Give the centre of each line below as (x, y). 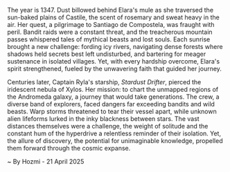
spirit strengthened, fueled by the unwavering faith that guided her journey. (114, 69)
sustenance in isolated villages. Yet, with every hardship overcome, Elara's (114, 61)
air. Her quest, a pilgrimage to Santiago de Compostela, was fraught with (111, 25)
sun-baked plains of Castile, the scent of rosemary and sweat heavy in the (113, 17)
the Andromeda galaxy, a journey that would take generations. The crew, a (113, 97)
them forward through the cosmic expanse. (69, 148)
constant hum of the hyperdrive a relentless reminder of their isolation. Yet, (114, 133)
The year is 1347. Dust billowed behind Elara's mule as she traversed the (110, 10)
